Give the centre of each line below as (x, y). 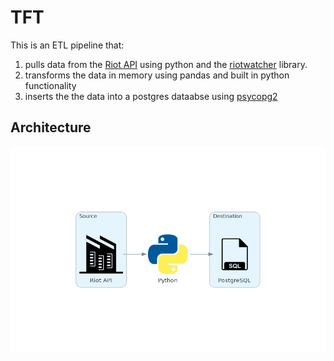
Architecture (51, 127)
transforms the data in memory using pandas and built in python (157, 75)
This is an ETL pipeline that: (67, 45)
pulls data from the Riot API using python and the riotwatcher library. (166, 64)
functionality (50, 85)
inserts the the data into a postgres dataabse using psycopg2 (151, 96)
